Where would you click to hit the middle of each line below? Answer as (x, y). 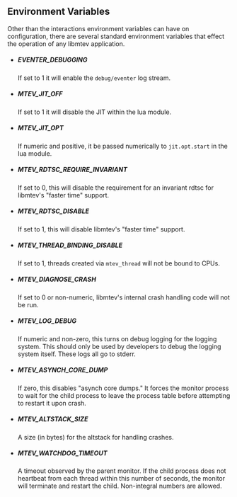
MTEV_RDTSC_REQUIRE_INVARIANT (73, 170)
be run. (28, 304)
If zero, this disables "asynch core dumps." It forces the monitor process (123, 388)
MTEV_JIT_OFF (40, 94)
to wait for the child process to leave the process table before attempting (124, 395)
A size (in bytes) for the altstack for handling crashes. (96, 437)
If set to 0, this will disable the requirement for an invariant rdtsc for (116, 188)
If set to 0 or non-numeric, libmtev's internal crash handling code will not (123, 297)
